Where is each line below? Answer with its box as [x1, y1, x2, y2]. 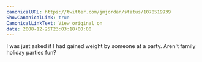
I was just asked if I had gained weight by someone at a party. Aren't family [6, 43, 196, 50]
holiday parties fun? [6, 49, 56, 57]
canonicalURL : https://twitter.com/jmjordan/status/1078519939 [6, 9, 171, 15]
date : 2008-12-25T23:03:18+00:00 [6, 26, 92, 32]
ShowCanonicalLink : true [6, 15, 70, 21]
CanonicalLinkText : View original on [6, 20, 103, 26]
